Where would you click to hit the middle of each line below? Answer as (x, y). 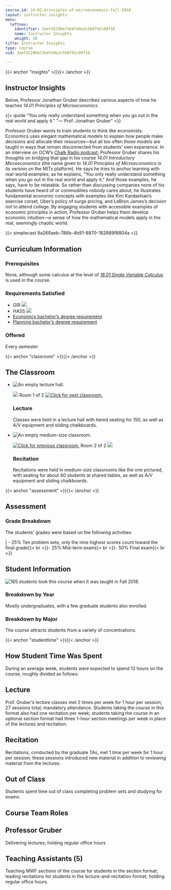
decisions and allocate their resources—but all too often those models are (83, 142)
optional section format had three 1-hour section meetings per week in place (86, 718)
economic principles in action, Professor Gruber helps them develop (77, 212)
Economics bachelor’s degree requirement (57, 317)
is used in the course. (28, 280)
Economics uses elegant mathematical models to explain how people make (84, 136)
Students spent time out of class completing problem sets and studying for (84, 791)
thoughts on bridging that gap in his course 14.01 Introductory (70, 158)
